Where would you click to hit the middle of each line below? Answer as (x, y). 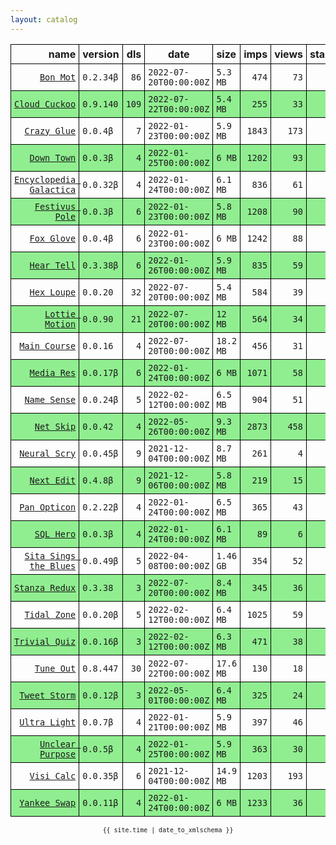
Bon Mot (58, 77)
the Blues (53, 565)
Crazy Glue (50, 130)
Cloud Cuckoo (45, 104)
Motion (60, 324)
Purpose (58, 754)
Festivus (55, 206)
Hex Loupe (53, 292)
